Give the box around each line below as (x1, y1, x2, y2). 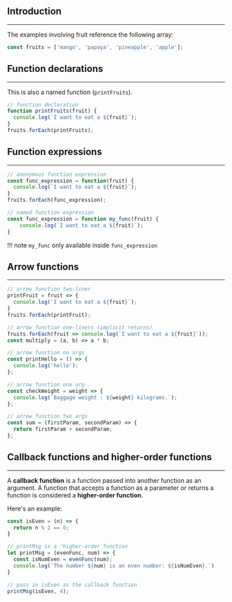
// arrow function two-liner (7, 286, 91, 293)
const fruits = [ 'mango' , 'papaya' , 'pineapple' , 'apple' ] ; (7, 44, 184, 51)
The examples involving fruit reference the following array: (7, 30, 174, 39)
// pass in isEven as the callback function (7, 581, 137, 588)
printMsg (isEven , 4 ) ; (7, 587, 70, 594)
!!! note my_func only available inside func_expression (7, 241, 157, 249)
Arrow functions (7, 261, 79, 273)
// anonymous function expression (7, 171, 107, 178)
